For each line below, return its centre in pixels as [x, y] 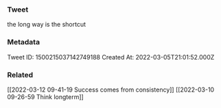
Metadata [23, 42]
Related [20, 75]
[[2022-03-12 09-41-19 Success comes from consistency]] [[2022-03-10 [111, 90]
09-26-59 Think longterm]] [45, 96]
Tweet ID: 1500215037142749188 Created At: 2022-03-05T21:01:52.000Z [111, 57]
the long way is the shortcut [46, 25]
